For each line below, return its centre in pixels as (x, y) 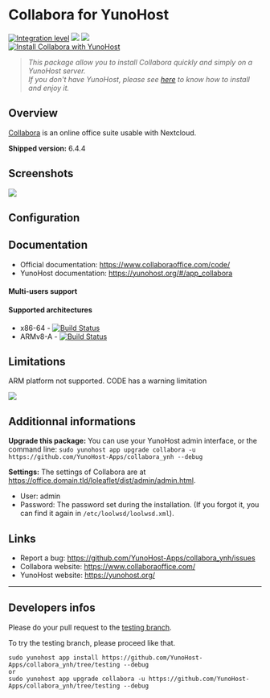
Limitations (37, 361)
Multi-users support (43, 291)
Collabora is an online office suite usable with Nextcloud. (102, 132)
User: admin (40, 496)
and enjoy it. (49, 88)
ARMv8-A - (39, 337)
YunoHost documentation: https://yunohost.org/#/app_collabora (126, 273)
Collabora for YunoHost (89, 15)
